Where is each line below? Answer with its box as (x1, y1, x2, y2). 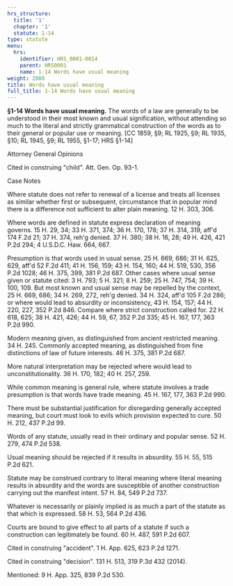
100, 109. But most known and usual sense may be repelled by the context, (7, 284, 221, 292)
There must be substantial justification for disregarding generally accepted (7, 404, 221, 412)
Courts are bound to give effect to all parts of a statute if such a (7, 523, 189, 532)
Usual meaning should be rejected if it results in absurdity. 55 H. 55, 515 (7, 453, 213, 462)
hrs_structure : (7, 10, 51, 17)
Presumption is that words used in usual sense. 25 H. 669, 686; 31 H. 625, (7, 254, 219, 263)
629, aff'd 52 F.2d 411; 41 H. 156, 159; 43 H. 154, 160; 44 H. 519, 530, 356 (7, 261, 216, 270)
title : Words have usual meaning (7, 81, 104, 88)
